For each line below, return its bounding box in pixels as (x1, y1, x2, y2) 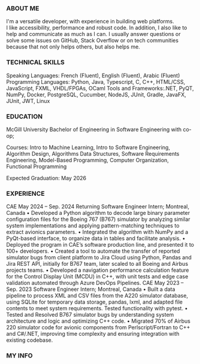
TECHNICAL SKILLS (6, 58, 65, 66)
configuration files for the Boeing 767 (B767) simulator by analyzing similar (6, 216, 190, 223)
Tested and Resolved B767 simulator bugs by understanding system (6, 311, 174, 318)
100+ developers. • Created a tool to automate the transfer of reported (6, 247, 180, 255)
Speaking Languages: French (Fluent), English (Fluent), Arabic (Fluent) (6, 72, 180, 79)
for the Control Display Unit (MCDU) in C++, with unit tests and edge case (6, 273, 189, 280)
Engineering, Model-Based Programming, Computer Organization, (6, 156, 169, 163)
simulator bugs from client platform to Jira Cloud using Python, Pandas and (6, 254, 192, 261)
